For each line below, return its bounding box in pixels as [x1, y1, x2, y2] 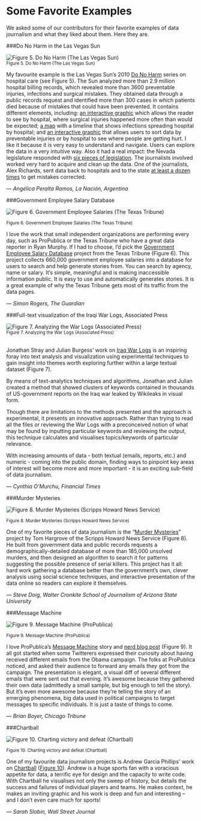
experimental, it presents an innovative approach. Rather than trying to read [6, 414, 193, 422]
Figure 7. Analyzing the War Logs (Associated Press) [6, 329, 114, 336]
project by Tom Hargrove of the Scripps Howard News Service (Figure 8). [6, 534, 188, 542]
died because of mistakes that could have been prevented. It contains [6, 102, 179, 110]
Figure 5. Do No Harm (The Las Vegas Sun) [6, 60, 95, 66]
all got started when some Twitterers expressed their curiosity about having [6, 649, 193, 657]
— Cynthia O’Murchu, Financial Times [6, 482, 101, 490]
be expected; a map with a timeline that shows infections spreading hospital [6, 122, 194, 129]
